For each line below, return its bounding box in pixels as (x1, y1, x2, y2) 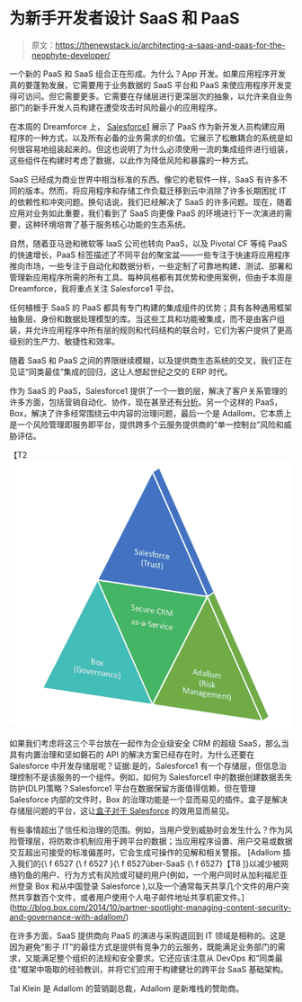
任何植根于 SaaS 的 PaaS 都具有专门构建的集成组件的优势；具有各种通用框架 (9, 302, 293, 313)
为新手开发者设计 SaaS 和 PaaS (9, 8, 240, 29)
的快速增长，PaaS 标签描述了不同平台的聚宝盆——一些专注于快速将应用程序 (9, 249, 290, 260)
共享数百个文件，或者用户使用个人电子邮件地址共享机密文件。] (16, 891, 245, 902)
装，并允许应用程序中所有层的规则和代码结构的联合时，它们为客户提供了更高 (9, 325, 293, 335)
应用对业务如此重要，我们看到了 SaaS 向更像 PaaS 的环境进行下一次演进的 (9, 208, 285, 219)
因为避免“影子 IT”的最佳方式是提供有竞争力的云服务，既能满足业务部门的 (9, 941, 279, 952)
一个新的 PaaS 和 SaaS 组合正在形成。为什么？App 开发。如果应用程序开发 (9, 68, 286, 79)
